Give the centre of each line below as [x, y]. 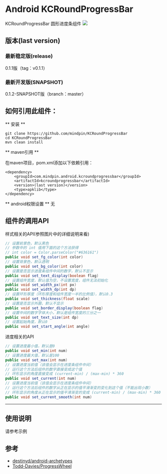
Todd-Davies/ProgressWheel [42, 466]
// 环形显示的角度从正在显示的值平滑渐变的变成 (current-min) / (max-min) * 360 [83, 392]
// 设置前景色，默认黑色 [27, 243]
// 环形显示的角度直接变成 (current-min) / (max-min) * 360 [65, 374]
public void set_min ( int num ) [37, 351]
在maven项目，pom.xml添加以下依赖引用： [49, 162]
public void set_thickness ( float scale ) [48, 299]
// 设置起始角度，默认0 [26, 322]
